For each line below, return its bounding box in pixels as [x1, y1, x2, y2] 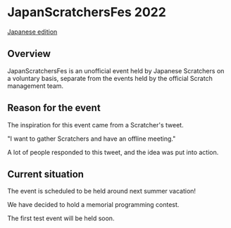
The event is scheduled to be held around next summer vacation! [7, 187, 196, 196]
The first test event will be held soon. [7, 214, 115, 222]
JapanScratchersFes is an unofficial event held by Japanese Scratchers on [7, 66, 225, 75]
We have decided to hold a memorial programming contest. [7, 201, 180, 209]
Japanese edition [7, 27, 58, 36]
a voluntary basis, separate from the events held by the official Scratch [7, 74, 213, 82]
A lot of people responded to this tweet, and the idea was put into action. [7, 148, 219, 156]
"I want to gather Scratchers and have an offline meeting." [7, 134, 176, 143]
